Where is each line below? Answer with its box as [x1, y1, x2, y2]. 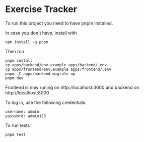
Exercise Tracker [5, 4, 77, 15]
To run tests [5, 122, 30, 128]
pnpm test [5, 132, 26, 137]
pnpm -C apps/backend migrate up [5, 71, 76, 76]
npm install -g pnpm [5, 39, 49, 45]
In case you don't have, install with [5, 30, 77, 36]
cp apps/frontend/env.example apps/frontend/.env [5, 67, 112, 72]
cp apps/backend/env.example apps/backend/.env [5, 62, 107, 67]
